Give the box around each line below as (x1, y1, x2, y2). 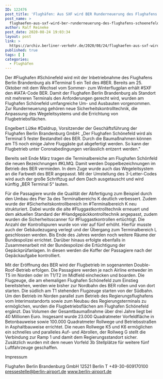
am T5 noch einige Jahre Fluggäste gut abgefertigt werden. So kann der (5, 141, 149, 147)
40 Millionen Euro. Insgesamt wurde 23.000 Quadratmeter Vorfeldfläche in (5, 314, 154, 320)
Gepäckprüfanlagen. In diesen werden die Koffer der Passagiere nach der (5, 247, 152, 253)
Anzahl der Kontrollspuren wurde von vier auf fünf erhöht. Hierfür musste (5, 222, 152, 227)
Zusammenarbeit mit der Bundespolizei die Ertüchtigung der (5, 242, 126, 248)
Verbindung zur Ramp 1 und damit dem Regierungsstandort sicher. (5, 334, 138, 340)
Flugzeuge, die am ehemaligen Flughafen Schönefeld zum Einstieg (5, 277, 138, 283)
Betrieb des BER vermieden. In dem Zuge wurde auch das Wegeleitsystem (5, 166, 154, 172)
